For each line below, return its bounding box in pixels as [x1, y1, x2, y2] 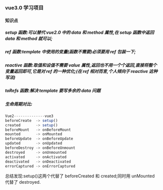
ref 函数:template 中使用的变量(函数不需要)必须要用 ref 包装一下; [5, 49, 136, 55]
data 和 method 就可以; [5, 36, 53, 42]
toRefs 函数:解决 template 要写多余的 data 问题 [5, 88, 101, 94]
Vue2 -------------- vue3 [5, 114, 54, 119]
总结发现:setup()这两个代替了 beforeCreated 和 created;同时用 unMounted [5, 173, 155, 179]
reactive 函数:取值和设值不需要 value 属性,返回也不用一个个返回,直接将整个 [5, 62, 157, 68]
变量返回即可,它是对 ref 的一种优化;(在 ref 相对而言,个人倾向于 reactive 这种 [5, 68, 158, 74]
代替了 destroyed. [5, 179, 41, 185]
